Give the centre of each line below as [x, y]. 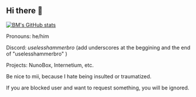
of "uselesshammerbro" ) [37, 54]
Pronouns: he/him [28, 36]
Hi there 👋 [24, 11]
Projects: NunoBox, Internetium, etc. [50, 65]
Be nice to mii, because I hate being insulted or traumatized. [79, 76]
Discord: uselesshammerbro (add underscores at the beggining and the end [98, 47]
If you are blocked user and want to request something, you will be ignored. [98, 88]
